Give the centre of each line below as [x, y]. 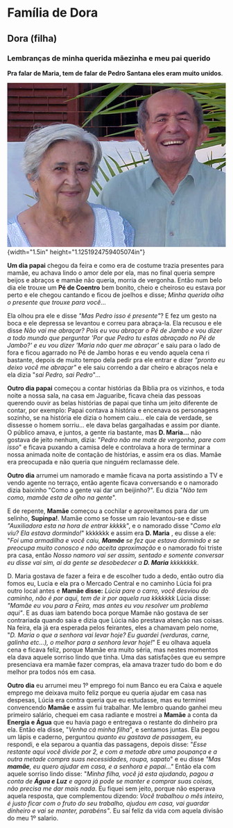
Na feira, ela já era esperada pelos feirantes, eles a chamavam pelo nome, [113, 627]
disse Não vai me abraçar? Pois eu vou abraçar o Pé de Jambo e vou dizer [115, 330]
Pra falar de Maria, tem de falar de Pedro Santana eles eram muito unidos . [115, 73]
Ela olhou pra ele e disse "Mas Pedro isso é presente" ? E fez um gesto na [112, 315]
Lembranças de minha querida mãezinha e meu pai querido [109, 58]
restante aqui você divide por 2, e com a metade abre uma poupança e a [112, 752]
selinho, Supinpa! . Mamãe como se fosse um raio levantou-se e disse [107, 518]
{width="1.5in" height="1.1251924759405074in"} [76, 252]
